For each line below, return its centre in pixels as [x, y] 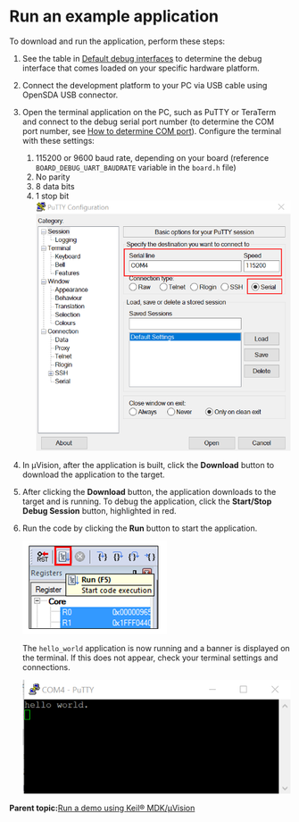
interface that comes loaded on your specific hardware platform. [141, 68]
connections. [46, 667]
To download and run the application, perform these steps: [117, 41]
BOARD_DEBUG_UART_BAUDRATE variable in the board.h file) [136, 167]
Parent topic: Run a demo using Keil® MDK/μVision [102, 808]
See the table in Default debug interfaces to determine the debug [142, 58]
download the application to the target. [93, 474]
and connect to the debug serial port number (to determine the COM [148, 122]
